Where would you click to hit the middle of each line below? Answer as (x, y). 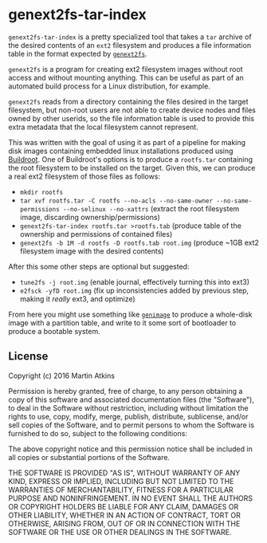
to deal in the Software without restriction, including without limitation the (128, 407)
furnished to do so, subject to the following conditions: (98, 433)
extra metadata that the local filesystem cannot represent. (103, 127)
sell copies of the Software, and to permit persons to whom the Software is (132, 425)
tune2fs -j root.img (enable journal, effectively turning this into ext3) (134, 281)
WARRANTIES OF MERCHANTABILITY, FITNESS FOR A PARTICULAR (121, 490)
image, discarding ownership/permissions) (90, 217)
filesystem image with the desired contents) (92, 251)
